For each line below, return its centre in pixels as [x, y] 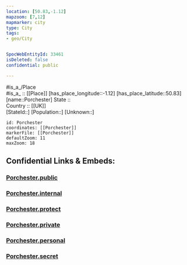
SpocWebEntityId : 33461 [35, 54]
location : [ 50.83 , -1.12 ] [36, 11]
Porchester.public [32, 177]
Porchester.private [33, 225]
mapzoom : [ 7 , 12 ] [26, 17]
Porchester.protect [33, 209]
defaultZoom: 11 [26, 138]
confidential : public [32, 65]
